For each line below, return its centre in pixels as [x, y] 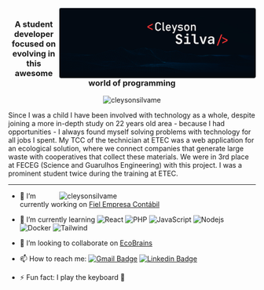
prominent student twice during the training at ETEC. [93, 174]
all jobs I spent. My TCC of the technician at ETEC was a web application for [131, 140]
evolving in [34, 53]
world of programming [132, 83]
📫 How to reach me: [53, 259]
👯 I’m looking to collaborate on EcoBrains [86, 243]
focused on [34, 44]
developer [34, 34]
